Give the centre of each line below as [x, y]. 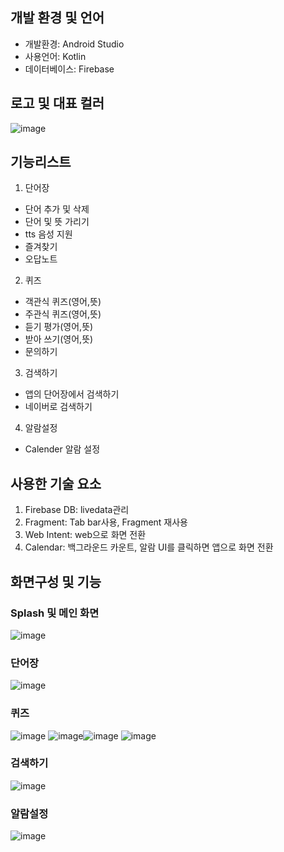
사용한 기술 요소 [56, 483]
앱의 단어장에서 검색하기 [72, 394]
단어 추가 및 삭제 [57, 209]
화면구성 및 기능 [56, 581]
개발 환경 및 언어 [57, 18]
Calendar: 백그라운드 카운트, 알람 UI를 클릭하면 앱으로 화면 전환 [149, 547]
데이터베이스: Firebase [69, 69]
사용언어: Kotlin [55, 56]
